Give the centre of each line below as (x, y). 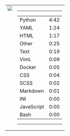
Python (28, 20)
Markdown (32, 91)
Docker (28, 67)
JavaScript (32, 107)
